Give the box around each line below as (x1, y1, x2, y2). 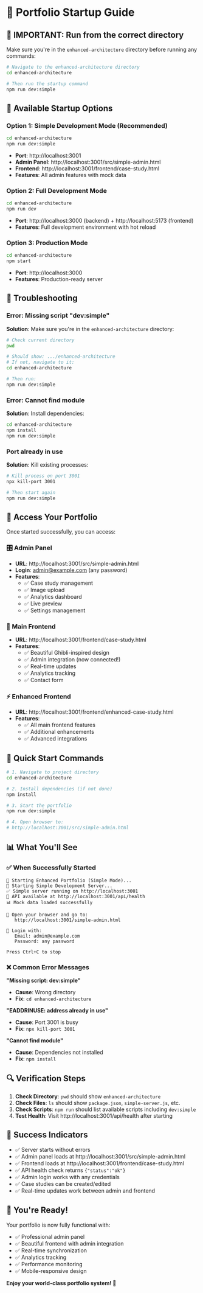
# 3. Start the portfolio (6, 803, 72, 809)
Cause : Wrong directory (15, 989, 76, 996)
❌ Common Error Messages (6, 963, 90, 971)
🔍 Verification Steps (6, 1073, 86, 1084)
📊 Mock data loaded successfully (6, 899, 93, 905)
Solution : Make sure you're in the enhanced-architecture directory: (6, 325, 174, 332)
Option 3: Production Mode (6, 239, 88, 247)
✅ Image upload (24, 586, 65, 593)
